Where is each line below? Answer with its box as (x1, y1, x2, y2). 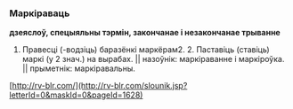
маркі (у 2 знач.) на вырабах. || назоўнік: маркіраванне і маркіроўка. (21, 54, 285, 65)
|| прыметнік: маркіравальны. (21, 63, 136, 74)
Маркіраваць (9, 7, 70, 19)
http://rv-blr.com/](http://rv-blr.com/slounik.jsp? (12, 81, 188, 91)
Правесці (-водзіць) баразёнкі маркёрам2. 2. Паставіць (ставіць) (21, 44, 270, 55)
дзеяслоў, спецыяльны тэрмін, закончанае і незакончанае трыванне (9, 27, 281, 38)
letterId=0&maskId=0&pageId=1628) (9, 90, 143, 100)
